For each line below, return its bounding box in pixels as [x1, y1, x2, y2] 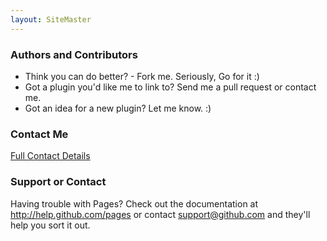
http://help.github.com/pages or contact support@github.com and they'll [10, 208, 311, 220]
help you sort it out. [10, 219, 91, 231]
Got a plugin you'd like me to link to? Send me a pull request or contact [24, 81, 317, 93]
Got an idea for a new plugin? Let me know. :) [24, 102, 212, 114]
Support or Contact [10, 175, 107, 189]
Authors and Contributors [10, 47, 138, 61]
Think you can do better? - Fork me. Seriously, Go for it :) [24, 70, 260, 82]
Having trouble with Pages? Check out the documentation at [10, 197, 259, 210]
